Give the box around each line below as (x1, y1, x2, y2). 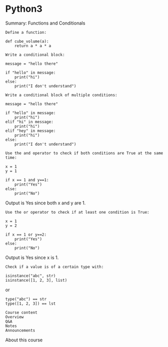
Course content (5, 310, 38, 315)
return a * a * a (14, 43, 52, 49)
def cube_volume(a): (5, 39, 50, 44)
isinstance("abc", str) (5, 273, 56, 279)
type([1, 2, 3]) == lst (5, 301, 56, 306)
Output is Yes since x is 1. (5, 254, 59, 261)
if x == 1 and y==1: (5, 177, 50, 182)
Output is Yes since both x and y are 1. (5, 200, 86, 206)
